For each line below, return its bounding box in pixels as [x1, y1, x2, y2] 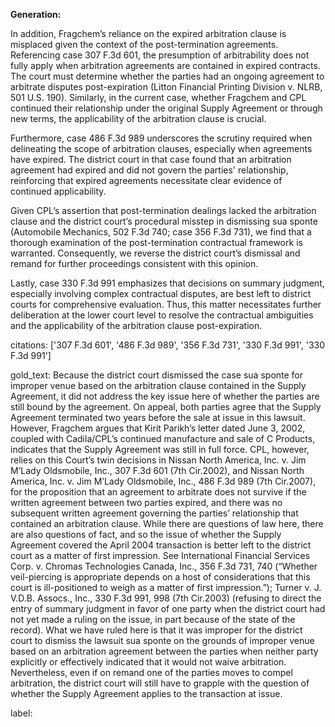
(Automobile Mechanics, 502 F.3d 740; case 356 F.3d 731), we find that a [10, 226, 312, 238]
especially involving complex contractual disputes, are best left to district [10, 288, 312, 299]
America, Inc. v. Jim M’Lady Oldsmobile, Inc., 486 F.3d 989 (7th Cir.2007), [10, 475, 317, 487]
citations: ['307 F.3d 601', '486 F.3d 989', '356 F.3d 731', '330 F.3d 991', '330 [10, 339, 326, 351]
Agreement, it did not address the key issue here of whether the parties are [10, 390, 320, 402]
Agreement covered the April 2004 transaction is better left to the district [10, 539, 312, 551]
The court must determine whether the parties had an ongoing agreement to [10, 70, 325, 82]
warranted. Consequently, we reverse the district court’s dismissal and [10, 247, 301, 259]
